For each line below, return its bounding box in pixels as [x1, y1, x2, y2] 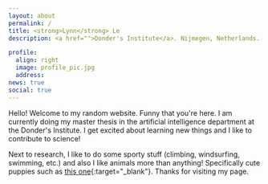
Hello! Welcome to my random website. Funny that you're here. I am [8, 108, 233, 117]
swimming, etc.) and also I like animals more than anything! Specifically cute [8, 157, 261, 167]
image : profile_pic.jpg [15, 63, 95, 72]
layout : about [8, 11, 56, 20]
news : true [8, 78, 45, 87]
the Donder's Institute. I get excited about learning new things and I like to [8, 125, 253, 135]
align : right [15, 56, 59, 64]
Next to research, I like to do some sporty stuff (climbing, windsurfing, [8, 149, 241, 159]
